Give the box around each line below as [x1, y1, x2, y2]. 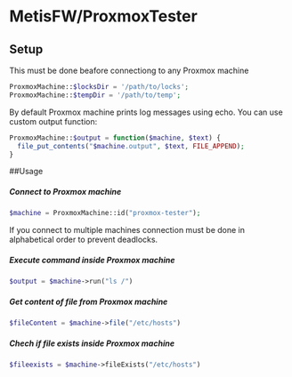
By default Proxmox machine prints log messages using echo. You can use [9, 107, 283, 117]
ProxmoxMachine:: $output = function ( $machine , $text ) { [9, 133, 221, 142]
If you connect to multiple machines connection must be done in [9, 225, 245, 236]
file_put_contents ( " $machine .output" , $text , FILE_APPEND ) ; [17, 141, 245, 150]
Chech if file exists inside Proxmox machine [9, 338, 175, 349]
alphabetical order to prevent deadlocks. [9, 234, 158, 245]
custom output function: [9, 116, 98, 126]
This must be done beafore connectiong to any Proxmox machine [9, 65, 249, 76]
